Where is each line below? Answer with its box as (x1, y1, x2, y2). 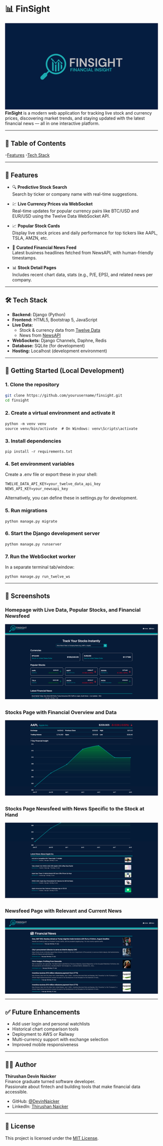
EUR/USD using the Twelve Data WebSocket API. (12, 213, 110, 219)
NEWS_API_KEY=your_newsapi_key (5, 486, 68, 491)
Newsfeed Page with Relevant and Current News (5, 907, 122, 914)
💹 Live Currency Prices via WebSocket (12, 201, 93, 207)
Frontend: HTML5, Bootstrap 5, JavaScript (12, 317, 98, 322)
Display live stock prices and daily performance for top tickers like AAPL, (12, 230, 158, 236)
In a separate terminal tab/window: (5, 564, 75, 570)
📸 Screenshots (5, 592, 50, 600)
